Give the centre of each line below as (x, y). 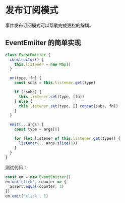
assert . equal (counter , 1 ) (37, 187)
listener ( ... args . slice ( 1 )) (48, 143)
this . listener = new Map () (43, 64)
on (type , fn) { (26, 78)
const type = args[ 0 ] (37, 130)
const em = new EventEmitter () (38, 177)
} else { (23, 101)
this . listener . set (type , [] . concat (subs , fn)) (68, 106)
